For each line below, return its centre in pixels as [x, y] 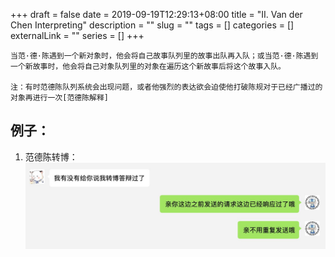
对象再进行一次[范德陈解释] [60, 98]
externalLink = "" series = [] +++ [77, 35]
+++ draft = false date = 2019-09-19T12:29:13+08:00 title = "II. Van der [156, 14]
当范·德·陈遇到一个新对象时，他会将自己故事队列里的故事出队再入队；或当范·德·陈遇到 [164, 56]
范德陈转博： [51, 156]
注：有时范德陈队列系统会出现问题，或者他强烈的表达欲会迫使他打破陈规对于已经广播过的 [166, 87]
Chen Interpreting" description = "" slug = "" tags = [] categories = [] [152, 25]
